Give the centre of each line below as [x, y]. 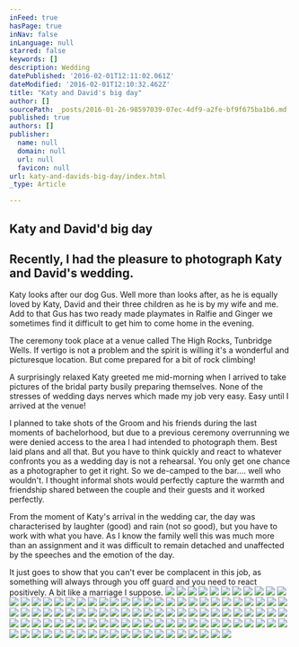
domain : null [42, 151]
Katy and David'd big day [81, 228]
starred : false [38, 51]
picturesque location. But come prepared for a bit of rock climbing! [132, 360]
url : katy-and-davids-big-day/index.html [88, 176]
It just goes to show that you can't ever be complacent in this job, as [136, 573]
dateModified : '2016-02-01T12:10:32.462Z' [90, 84]
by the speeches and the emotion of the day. [92, 555]
